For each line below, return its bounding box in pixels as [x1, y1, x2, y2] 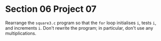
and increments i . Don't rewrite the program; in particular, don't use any [5, 25, 154, 31]
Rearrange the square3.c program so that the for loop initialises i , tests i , [5, 20, 157, 26]
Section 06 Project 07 [5, 3, 97, 15]
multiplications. [5, 30, 36, 36]
